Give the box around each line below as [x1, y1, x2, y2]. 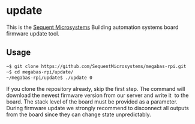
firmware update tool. [6, 29, 60, 37]
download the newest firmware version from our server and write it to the [6, 91, 189, 99]
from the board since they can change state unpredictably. [6, 111, 151, 118]
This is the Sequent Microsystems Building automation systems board [6, 23, 179, 31]
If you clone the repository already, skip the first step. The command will [6, 85, 185, 93]
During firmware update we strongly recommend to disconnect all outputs [6, 105, 189, 112]
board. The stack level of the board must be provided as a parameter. [6, 98, 178, 105]
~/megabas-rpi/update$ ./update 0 [6, 75, 93, 81]
